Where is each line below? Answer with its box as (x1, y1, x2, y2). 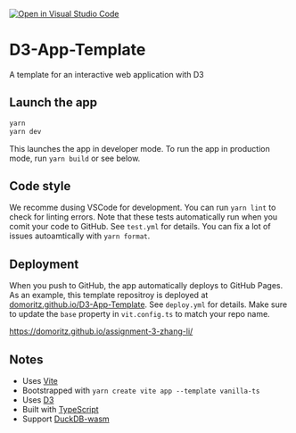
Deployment (9, 256, 79, 271)
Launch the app (9, 95, 98, 111)
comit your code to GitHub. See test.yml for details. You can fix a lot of (9, 221, 271, 232)
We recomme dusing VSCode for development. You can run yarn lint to (9, 202, 276, 213)
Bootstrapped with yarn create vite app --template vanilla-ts (21, 385, 260, 396)
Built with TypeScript (21, 404, 100, 414)
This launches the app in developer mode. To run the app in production (9, 143, 270, 154)
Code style (9, 179, 71, 194)
